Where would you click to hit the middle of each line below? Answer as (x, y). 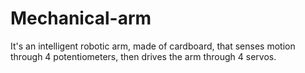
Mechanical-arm (81, 18)
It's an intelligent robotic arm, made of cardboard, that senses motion (153, 46)
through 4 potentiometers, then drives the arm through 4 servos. (143, 56)
